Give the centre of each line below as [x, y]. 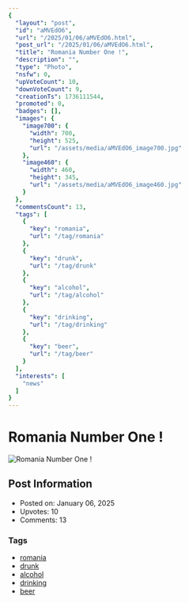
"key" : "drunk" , [56, 258]
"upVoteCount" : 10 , [47, 82]
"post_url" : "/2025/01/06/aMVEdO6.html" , [85, 45]
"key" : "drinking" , [61, 317]
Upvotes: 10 [39, 511]
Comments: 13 [43, 520]
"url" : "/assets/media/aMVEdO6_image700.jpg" [105, 148]
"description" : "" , [47, 60]
